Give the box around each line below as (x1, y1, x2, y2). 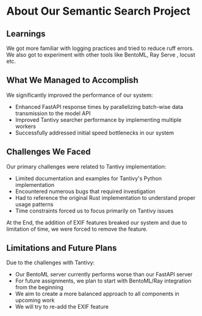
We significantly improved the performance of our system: (6, 91, 153, 99)
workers (15, 122, 37, 130)
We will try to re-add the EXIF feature (15, 303, 109, 311)
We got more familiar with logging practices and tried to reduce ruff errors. (6, 44, 194, 52)
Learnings (6, 29, 46, 39)
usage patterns (15, 200, 54, 208)
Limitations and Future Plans (6, 243, 117, 253)
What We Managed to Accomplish (6, 75, 139, 86)
